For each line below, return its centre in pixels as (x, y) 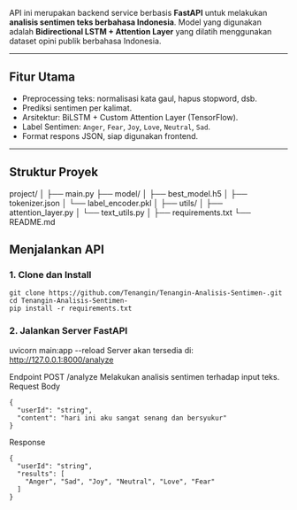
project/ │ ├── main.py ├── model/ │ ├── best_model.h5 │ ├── (128, 193)
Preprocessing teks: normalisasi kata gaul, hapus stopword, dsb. (140, 98)
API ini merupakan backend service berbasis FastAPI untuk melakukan (138, 13)
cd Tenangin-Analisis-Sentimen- (69, 301)
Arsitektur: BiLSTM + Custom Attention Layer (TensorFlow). (130, 117)
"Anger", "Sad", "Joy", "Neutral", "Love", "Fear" (120, 482)
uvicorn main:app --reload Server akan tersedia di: (102, 350)
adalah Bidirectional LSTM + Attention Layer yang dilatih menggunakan (141, 31)
